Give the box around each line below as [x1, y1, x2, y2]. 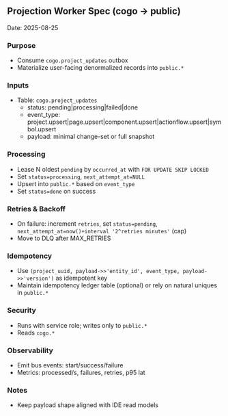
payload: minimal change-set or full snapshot [27, 133, 155, 141]
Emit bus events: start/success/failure [16, 361, 124, 369]
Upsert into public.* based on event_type [16, 179, 135, 187]
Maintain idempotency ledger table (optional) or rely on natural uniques [16, 281, 217, 289]
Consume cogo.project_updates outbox [16, 56, 128, 64]
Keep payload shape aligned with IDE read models [16, 401, 159, 409]
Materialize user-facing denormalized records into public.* [16, 64, 184, 72]
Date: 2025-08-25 [7, 23, 59, 31]
